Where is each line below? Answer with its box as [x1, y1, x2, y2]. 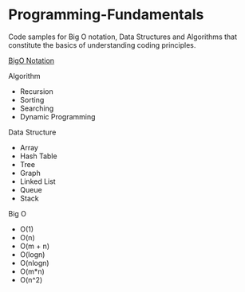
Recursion [19, 86, 53, 96]
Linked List [19, 177, 56, 186]
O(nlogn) [19, 258, 49, 267]
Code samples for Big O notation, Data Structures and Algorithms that [8, 32, 238, 41]
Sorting [19, 95, 45, 104]
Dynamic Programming [19, 111, 96, 121]
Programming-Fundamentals [8, 6, 204, 24]
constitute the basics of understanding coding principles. [8, 40, 196, 49]
